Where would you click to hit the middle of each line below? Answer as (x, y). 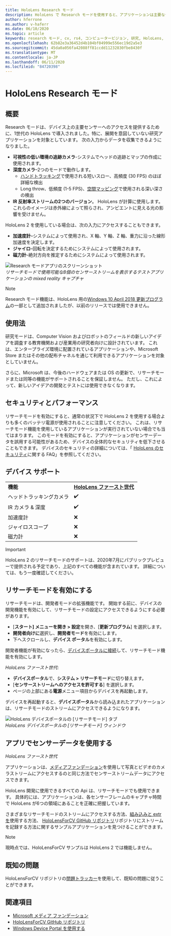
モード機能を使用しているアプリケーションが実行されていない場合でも (88, 429)
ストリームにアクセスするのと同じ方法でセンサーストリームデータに (80, 774)
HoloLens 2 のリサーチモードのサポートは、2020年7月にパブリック (76, 560)
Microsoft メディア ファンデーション (50, 915)
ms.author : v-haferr (27, 24)
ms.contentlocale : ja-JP (32, 57)
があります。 (19, 616)
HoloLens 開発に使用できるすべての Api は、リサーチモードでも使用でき (80, 791)
